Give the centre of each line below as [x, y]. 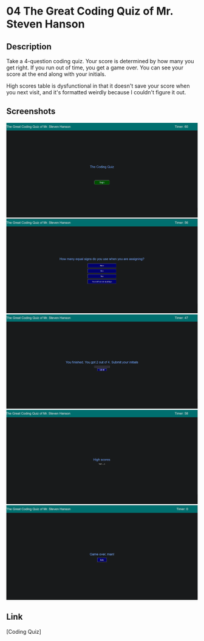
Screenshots [31, 112]
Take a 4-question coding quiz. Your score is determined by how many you [100, 61]
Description [29, 47]
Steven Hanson [46, 24]
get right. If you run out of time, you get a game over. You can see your [95, 68]
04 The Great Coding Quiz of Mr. [90, 11]
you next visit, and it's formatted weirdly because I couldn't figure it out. [96, 92]
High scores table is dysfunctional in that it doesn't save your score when [98, 86]
